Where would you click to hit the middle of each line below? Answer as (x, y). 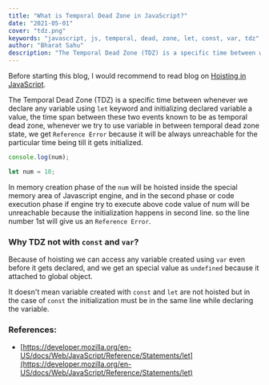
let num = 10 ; (32, 172)
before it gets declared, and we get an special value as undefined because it (134, 268)
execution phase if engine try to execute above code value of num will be (129, 204)
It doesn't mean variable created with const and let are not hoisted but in (129, 292)
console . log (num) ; (39, 157)
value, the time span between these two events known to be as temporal (128, 117)
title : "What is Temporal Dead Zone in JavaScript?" (98, 16)
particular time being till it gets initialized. (76, 142)
